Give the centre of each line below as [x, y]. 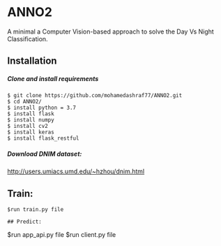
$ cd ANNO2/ [24, 102]
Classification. [28, 38]
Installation [32, 61]
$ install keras [31, 132]
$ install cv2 [28, 126]
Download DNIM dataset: [45, 154]
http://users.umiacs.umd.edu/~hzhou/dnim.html [76, 171]
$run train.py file [36, 210]
